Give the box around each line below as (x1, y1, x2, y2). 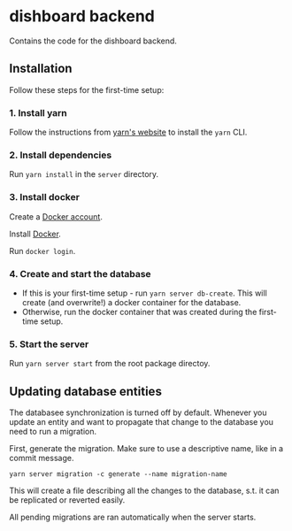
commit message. (9, 453, 74, 464)
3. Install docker (9, 191, 80, 204)
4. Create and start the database (9, 267, 152, 280)
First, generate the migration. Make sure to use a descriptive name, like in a (9, 443, 284, 454)
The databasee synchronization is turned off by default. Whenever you (9, 407, 267, 418)
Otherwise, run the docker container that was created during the (21, 306, 257, 317)
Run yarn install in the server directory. (9, 169, 159, 180)
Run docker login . (9, 245, 76, 256)
